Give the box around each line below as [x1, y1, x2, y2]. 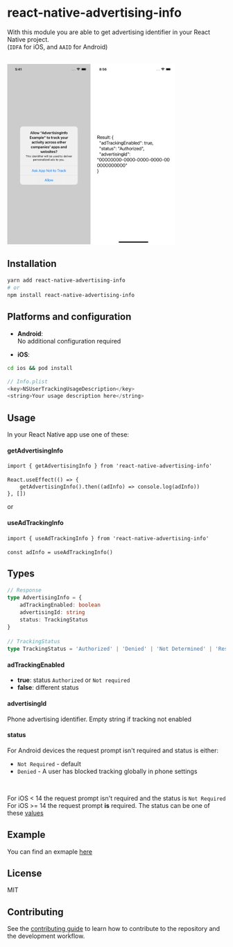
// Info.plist [7, 378, 49, 385]
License [7, 868, 42, 880]
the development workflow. [7, 932, 85, 940]
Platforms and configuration [7, 311, 132, 323]
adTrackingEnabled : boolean [19, 601, 101, 609]
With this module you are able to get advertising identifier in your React [7, 28, 210, 36]
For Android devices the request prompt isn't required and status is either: [7, 746, 219, 754]
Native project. [7, 35, 50, 43]
